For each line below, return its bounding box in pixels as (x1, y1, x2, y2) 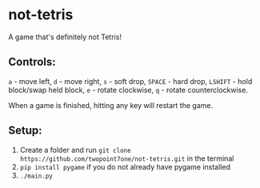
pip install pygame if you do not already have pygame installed (19, 162, 230, 171)
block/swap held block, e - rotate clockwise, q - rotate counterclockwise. (8, 85, 248, 94)
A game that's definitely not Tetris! (8, 32, 122, 42)
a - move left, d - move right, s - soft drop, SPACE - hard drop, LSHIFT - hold (8, 76, 253, 86)
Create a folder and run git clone (19, 145, 131, 154)
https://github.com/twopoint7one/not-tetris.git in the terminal (19, 154, 234, 163)
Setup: (8, 124, 42, 138)
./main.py (19, 172, 54, 180)
